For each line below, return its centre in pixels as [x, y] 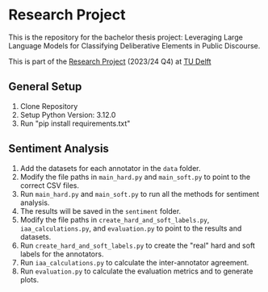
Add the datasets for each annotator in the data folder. [110, 168]
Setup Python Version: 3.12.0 [68, 115]
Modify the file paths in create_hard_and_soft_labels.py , [115, 219]
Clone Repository [49, 106]
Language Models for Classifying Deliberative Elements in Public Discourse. [134, 45]
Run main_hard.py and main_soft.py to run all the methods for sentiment [140, 194]
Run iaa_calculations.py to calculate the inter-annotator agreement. [134, 262]
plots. [29, 279]
